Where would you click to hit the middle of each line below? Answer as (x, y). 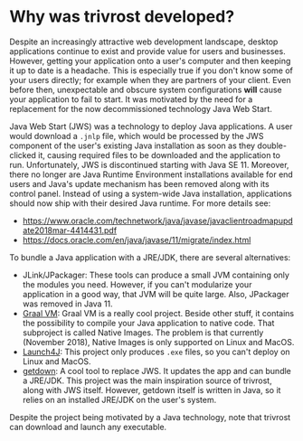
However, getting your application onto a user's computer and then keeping (150, 61)
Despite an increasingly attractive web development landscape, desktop (144, 42)
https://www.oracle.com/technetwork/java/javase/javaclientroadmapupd (158, 220)
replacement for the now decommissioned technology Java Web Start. (141, 108)
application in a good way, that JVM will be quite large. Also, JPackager (156, 294)
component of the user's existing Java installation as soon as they (133, 145)
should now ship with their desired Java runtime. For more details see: (140, 203)
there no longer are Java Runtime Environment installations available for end (151, 174)
